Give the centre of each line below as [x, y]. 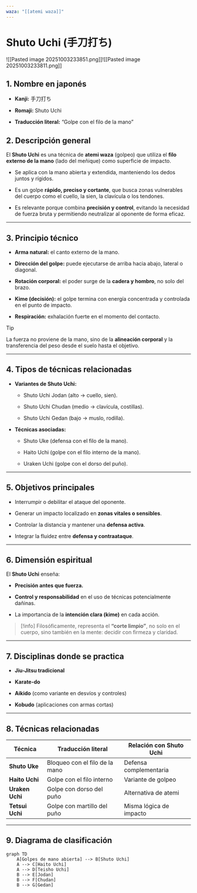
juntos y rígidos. [34, 179]
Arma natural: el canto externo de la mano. [67, 252]
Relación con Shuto [156, 745]
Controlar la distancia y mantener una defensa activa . [80, 524]
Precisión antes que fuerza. [49, 586]
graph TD [17, 854]
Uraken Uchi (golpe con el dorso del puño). [75, 463]
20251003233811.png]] [34, 65]
